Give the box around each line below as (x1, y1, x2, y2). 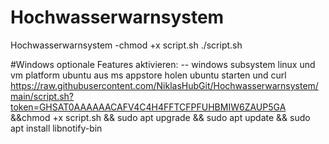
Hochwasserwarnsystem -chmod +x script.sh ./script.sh (10, 39, 243, 51)
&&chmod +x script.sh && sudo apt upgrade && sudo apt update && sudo (10, 111, 311, 123)
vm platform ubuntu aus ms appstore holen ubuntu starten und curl (10, 69, 287, 81)
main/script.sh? (10, 90, 75, 102)
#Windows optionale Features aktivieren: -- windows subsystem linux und (10, 58, 316, 70)
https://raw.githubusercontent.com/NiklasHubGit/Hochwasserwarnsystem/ (10, 79, 319, 91)
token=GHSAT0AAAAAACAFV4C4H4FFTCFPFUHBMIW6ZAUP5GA (10, 101, 287, 113)
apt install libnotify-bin (10, 122, 103, 134)
